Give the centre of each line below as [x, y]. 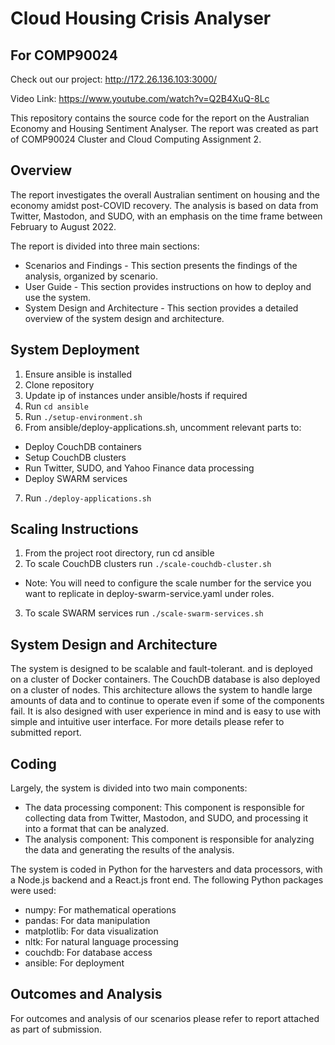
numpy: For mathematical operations [100, 910]
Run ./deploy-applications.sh [88, 498]
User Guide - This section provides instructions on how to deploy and [168, 286]
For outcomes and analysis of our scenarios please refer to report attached [165, 1018]
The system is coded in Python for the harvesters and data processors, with [166, 869]
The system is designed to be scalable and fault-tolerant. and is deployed [161, 669]
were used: [33, 891]
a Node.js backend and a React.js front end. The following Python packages [167, 880]
